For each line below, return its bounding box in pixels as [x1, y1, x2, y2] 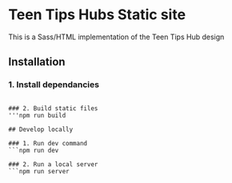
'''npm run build [8, 111, 66, 119]
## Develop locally [8, 125, 74, 133]
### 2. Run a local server [8, 160, 98, 169]
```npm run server [8, 167, 70, 175]
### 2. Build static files [8, 104, 98, 113]
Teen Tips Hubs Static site [8, 6, 186, 24]
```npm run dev [8, 146, 59, 154]
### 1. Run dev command [8, 139, 88, 147]
